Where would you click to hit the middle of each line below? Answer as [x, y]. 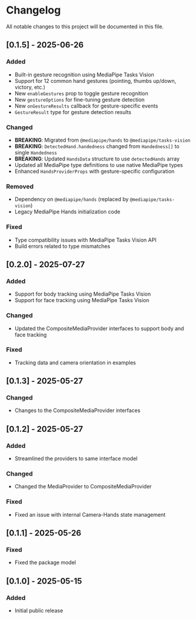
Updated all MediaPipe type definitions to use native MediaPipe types [99, 165]
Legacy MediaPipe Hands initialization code [67, 212]
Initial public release [39, 611]
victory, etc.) [30, 87]
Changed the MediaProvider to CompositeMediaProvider [83, 487]
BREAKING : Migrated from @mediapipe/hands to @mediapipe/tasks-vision [102, 140]
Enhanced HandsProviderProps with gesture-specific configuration [94, 171]
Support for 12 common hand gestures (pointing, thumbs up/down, [95, 81]
